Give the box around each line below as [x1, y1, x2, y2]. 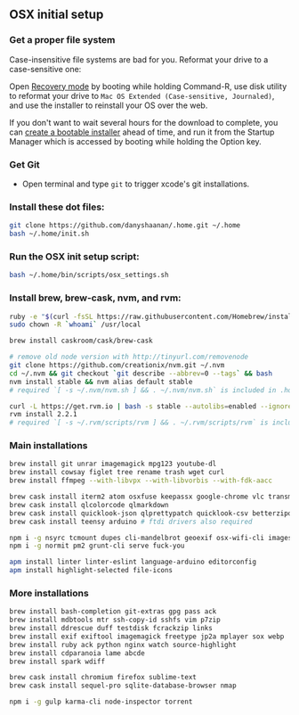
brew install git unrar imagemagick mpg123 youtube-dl [9, 459, 217, 469]
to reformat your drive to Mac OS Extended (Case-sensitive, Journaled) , [9, 90, 275, 101]
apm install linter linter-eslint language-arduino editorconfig [9, 557, 256, 567]
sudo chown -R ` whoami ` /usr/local [9, 320, 141, 329]
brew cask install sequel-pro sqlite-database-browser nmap [9, 681, 238, 690]
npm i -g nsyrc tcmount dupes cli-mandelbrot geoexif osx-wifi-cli [9, 533, 265, 542]
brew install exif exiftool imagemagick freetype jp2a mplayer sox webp [9, 632, 285, 641]
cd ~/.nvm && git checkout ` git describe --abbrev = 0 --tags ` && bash [9, 369, 273, 378]
